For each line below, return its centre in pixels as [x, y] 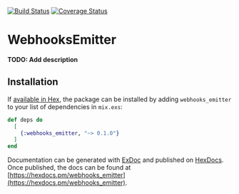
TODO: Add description [43, 59]
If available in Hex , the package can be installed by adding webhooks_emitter [119, 99]
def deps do [25, 120]
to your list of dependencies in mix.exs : [65, 106]
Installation [33, 82]
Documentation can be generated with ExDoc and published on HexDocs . [116, 160]
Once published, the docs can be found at [69, 168]
